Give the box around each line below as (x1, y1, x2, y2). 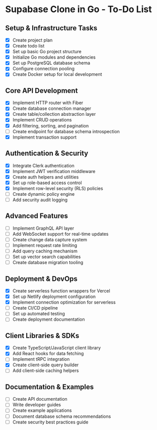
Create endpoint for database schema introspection (12, 128, 120, 135)
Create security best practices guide (12, 419, 89, 425)
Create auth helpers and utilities (12, 174, 79, 180)
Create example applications (12, 407, 72, 413)
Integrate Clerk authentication (12, 162, 74, 168)
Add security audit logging (12, 196, 68, 203)
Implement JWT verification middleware (12, 168, 96, 174)
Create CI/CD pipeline (12, 305, 58, 311)
